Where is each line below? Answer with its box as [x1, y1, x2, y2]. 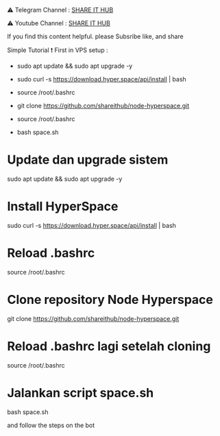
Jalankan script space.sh [7, 385, 154, 400]
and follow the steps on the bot [7, 421, 95, 429]
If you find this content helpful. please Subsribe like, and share [7, 32, 184, 40]
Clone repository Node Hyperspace [7, 292, 214, 307]
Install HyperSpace [7, 198, 119, 214]
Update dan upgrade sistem [7, 152, 169, 168]
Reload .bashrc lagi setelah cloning [7, 338, 211, 354]
